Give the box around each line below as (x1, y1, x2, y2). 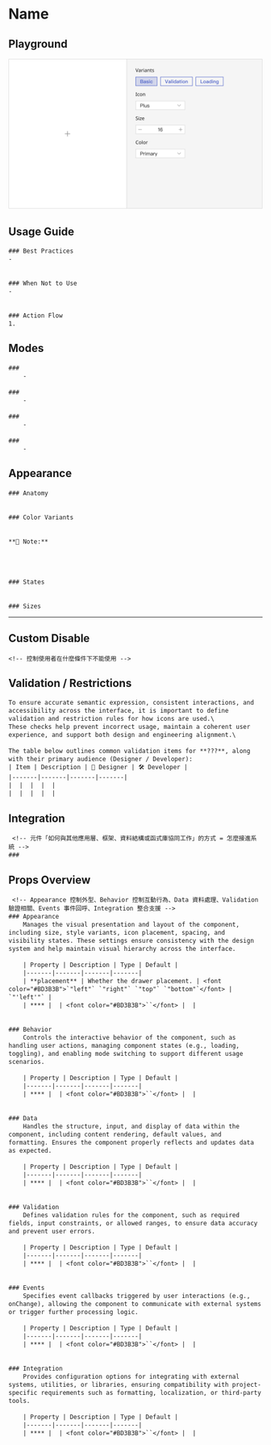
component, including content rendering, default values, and (8, 1130, 222, 1138)
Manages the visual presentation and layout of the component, (23, 920, 240, 928)
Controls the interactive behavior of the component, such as (23, 1033, 236, 1041)
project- (231, 1380, 262, 1388)
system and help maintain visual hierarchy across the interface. (8, 944, 236, 953)
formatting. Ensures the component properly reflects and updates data (8, 1138, 254, 1146)
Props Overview (8, 873, 91, 886)
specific (8, 1388, 38, 1397)
